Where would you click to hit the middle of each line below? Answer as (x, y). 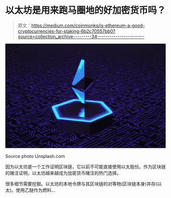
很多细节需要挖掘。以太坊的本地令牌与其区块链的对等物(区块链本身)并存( (81, 184)
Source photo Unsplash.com (35, 156)
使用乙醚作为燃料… (36, 190)
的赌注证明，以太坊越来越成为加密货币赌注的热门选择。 (63, 173)
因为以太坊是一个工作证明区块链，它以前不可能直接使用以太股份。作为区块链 (85, 167)
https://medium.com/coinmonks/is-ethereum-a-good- (88, 25)
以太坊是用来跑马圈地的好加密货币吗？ (86, 10)
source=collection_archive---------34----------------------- (81, 37)
